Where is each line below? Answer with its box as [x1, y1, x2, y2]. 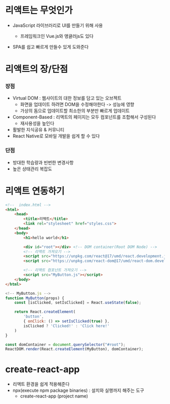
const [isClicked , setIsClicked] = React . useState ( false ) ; [14, 300, 142, 305]
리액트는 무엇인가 [5, 5, 73, 16]
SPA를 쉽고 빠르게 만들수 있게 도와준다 [12, 43, 89, 50]
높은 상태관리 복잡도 [12, 165, 52, 172]
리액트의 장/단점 [5, 64, 68, 75]
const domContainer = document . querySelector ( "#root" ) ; [5, 342, 125, 347]
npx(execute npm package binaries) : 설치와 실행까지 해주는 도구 [12, 387, 144, 393]
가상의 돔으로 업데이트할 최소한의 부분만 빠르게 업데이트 [20, 108, 130, 114]
